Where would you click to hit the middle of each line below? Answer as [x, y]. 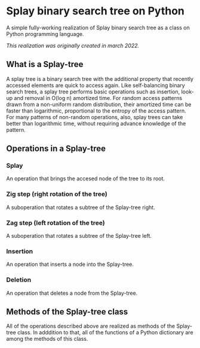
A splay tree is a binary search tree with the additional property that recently [100, 78]
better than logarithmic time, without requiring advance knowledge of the [96, 123]
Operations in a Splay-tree [56, 149]
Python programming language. [45, 34]
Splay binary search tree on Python [96, 11]
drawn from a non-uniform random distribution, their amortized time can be [99, 104]
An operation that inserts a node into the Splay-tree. [70, 264]
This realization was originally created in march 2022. [73, 46]
